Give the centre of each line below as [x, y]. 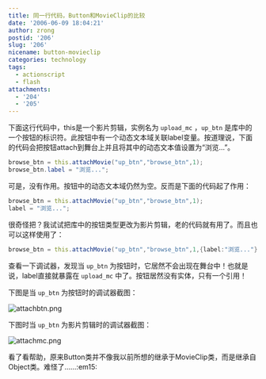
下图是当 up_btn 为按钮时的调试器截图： [73, 292]
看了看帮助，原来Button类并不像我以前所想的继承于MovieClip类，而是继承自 [132, 357]
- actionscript [40, 75]
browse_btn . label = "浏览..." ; [59, 170]
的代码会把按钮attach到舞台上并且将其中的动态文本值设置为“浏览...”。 [122, 147]
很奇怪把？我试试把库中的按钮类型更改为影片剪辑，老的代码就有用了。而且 [129, 224]
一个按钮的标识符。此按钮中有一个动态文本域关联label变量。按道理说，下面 [131, 138]
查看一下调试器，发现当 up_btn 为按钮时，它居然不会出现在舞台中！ [118, 266]
